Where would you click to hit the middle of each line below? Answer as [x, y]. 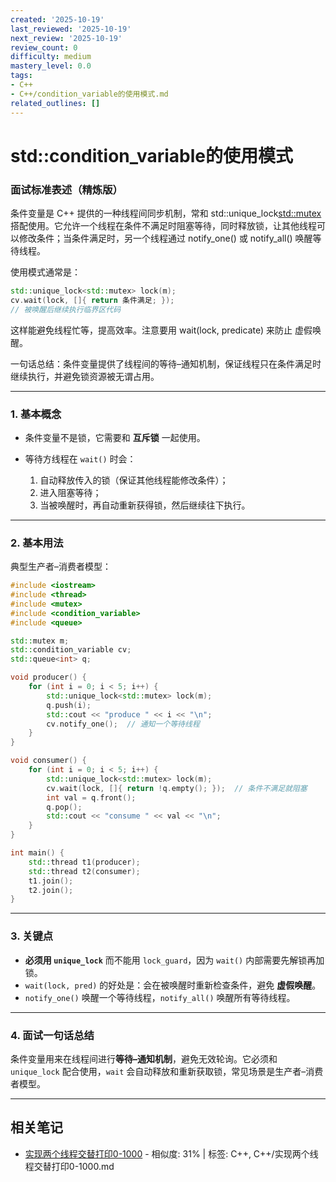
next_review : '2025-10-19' [66, 38]
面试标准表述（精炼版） [66, 189]
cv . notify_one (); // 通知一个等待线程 [123, 724]
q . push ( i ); [69, 705]
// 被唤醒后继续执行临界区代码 [66, 309]
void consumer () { [48, 761]
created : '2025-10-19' [57, 19]
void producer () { [48, 677]
